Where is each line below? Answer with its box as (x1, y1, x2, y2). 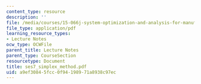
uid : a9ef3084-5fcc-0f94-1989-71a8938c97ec (6, 69, 117, 75)
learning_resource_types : (6, 31, 71, 37)
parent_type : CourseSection (6, 53, 77, 59)
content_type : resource (6, 8, 66, 15)
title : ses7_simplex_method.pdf (6, 63, 87, 70)
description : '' (6, 14, 47, 20)
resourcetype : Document (6, 58, 66, 64)
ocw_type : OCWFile (6, 42, 52, 48)
